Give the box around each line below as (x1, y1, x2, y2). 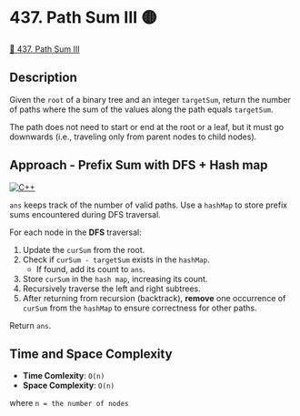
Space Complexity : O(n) (22, 380, 115, 391)
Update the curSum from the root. (22, 244, 145, 255)
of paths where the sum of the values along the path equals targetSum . (9, 104, 275, 115)
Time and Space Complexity (9, 346, 173, 361)
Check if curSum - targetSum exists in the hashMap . (22, 254, 211, 265)
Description (9, 70, 77, 86)
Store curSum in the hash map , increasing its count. (22, 273, 208, 284)
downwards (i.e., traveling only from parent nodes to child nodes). (9, 131, 257, 142)
